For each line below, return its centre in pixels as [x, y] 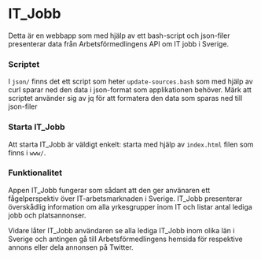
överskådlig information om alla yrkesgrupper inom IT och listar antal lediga [130, 206]
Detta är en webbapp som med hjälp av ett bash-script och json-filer [119, 35]
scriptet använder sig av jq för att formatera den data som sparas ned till [125, 98]
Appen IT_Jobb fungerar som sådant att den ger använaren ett [109, 190]
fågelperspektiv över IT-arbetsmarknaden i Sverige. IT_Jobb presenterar [125, 199]
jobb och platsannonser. [47, 215]
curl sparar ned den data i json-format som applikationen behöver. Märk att [130, 90]
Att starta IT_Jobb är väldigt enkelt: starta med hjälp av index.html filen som [131, 144]
